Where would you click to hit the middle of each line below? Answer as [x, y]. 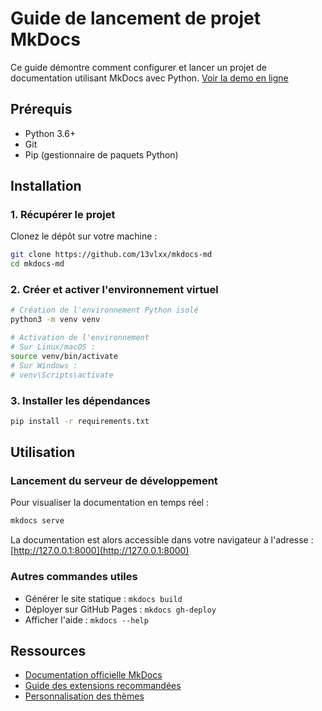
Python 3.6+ [50, 133]
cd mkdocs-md [37, 264]
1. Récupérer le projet [63, 215]
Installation [46, 186]
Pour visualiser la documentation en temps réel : [110, 503]
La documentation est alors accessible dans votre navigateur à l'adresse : [162, 540]
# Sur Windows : [44, 365]
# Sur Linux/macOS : [53, 347]
